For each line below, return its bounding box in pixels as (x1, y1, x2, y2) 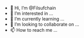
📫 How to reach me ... (10, 27, 58, 33)
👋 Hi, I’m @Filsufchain (10, 5, 56, 11)
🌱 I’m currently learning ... (10, 16, 65, 22)
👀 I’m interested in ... (10, 10, 53, 16)
